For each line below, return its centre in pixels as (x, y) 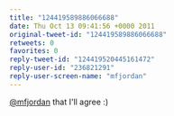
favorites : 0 (34, 51)
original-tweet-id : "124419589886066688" (88, 34)
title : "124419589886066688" (64, 18)
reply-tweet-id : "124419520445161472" (82, 59)
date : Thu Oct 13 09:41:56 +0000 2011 (82, 26)
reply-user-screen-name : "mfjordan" (78, 76)
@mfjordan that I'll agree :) (59, 102)
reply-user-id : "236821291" (62, 68)
